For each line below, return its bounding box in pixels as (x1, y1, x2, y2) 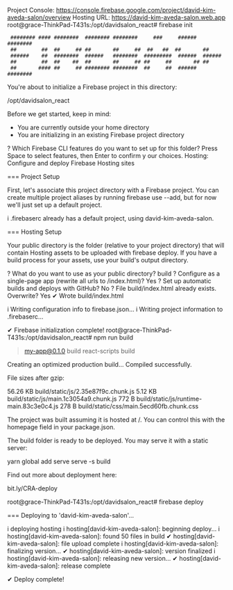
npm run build (93, 333, 134, 342)
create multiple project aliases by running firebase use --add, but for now (7, 193, 217, 201)
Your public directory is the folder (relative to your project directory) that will (7, 241, 225, 249)
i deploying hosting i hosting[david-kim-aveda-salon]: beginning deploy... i (7, 525, 221, 533)
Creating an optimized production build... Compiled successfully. (7, 360, 192, 368)
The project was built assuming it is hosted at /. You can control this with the (7, 415, 225, 424)
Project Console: (7, 6, 55, 14)
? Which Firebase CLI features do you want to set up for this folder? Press (7, 144, 218, 152)
